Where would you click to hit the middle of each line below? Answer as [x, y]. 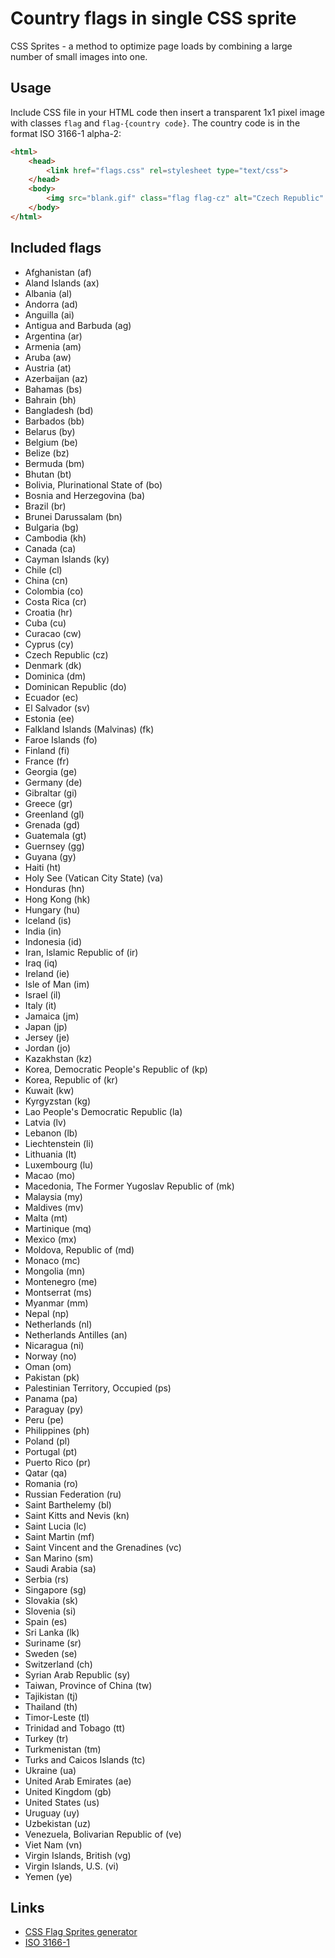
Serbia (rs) [47, 1579]
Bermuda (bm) [54, 463]
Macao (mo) [50, 1175]
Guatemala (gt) [55, 835]
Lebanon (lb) [51, 1133]
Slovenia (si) [50, 1611]
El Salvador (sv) [57, 708]
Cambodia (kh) [55, 538]
